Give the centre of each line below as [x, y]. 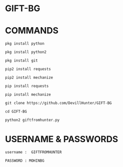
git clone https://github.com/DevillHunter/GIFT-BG [58, 103]
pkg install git [21, 61]
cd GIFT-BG [16, 112]
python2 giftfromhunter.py [32, 120]
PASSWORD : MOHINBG [25, 161]
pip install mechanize [28, 95]
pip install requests [27, 86]
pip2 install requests [28, 69]
